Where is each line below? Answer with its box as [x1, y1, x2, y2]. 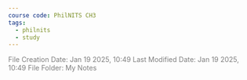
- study [15, 33, 41, 42]
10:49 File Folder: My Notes [8, 64, 97, 73]
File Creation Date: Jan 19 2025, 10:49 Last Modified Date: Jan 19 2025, [8, 55, 239, 64]
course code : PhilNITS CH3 [8, 11, 96, 20]
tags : [8, 19, 26, 27]
